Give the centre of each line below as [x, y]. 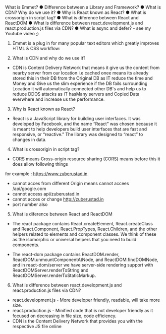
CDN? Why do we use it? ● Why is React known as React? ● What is [76, 12]
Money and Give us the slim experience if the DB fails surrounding [80, 83]
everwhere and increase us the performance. [58, 99]
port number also [30, 204]
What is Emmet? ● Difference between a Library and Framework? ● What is [83, 7]
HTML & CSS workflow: [36, 48]
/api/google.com [29, 189]
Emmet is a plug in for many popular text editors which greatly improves [86, 43]
